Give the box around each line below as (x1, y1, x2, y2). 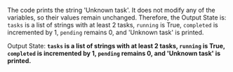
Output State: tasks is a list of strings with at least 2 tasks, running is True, (7, 42, 226, 50)
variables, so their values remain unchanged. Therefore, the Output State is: (7, 13, 227, 22)
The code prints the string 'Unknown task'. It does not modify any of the (7, 6, 215, 14)
